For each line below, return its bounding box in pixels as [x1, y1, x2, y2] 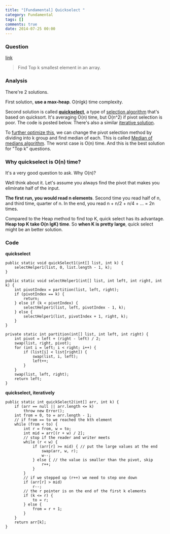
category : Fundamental [5, 12, 53, 17]
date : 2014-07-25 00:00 [5, 26, 56, 32]
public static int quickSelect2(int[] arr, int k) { [5, 400, 119, 405]
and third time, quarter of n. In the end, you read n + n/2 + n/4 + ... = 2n [5, 201, 155, 207]
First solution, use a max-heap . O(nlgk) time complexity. [5, 99, 123, 105]
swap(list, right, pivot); [14, 341, 72, 346]
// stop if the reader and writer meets [23, 435, 110, 440]
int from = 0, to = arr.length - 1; [14, 413, 92, 418]
